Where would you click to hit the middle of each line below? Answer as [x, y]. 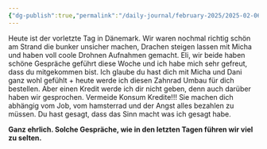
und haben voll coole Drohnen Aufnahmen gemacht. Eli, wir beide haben [127, 55]
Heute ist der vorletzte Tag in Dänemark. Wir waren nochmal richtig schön [130, 38]
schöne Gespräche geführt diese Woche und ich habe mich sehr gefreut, [128, 63]
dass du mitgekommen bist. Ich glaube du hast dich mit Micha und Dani [125, 71]
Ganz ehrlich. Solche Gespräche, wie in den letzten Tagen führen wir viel [131, 129]
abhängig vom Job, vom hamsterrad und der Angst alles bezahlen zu [121, 105]
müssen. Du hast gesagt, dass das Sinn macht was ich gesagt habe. [120, 114]
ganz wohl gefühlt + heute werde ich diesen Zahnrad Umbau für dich [121, 80]
